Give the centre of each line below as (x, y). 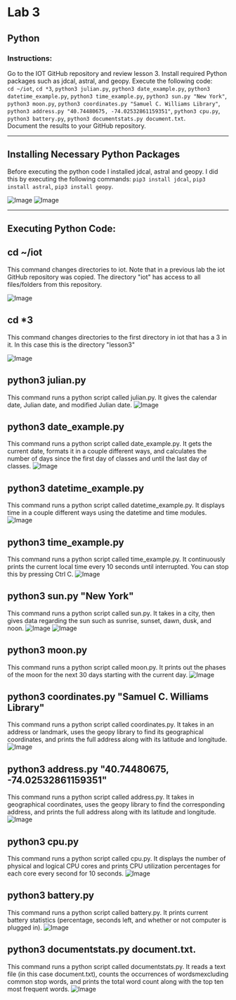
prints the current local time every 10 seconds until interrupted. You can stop (118, 566)
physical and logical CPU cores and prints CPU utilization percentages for (114, 866)
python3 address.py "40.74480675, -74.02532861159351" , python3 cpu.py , (114, 110)
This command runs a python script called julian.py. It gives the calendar (112, 397)
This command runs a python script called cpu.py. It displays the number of (117, 859)
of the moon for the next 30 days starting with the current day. (98, 674)
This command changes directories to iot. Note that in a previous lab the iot (116, 269)
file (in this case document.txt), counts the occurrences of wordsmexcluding (118, 974)
